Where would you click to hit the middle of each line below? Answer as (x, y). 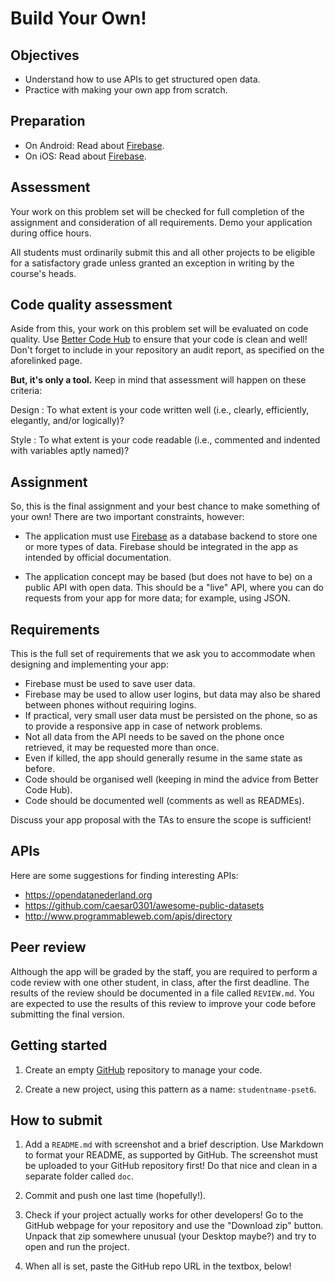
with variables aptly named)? (70, 451)
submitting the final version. (67, 1014)
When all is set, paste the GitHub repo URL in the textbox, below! (158, 1266)
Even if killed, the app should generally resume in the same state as (163, 758)
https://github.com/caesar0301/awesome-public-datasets (144, 905)
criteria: (26, 391)
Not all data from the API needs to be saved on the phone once (154, 737)
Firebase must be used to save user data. (110, 684)
